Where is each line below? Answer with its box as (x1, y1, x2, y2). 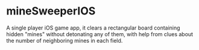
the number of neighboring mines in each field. (6, 37, 123, 44)
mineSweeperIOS (6, 4, 96, 18)
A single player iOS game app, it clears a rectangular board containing (6, 24, 180, 31)
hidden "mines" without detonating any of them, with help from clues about (6, 30, 194, 37)
